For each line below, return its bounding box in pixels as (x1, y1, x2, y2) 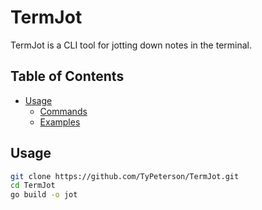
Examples (39, 116, 81, 128)
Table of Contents (10, 68, 125, 85)
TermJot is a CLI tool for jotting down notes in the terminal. (10, 39, 253, 51)
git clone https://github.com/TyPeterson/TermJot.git (10, 171, 240, 181)
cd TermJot (10, 181, 56, 191)
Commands (39, 105, 88, 117)
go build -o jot (10, 190, 78, 200)
